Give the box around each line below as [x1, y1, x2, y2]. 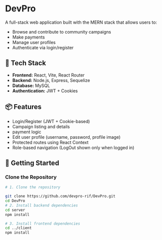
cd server [5, 207, 26, 212]
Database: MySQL [12, 82, 50, 88]
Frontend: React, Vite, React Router [12, 72, 85, 78]
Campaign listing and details [12, 123, 70, 129]
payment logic [12, 129, 42, 135]
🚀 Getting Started [5, 159, 60, 167]
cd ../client [5, 226, 32, 231]
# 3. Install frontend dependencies [5, 221, 80, 226]
